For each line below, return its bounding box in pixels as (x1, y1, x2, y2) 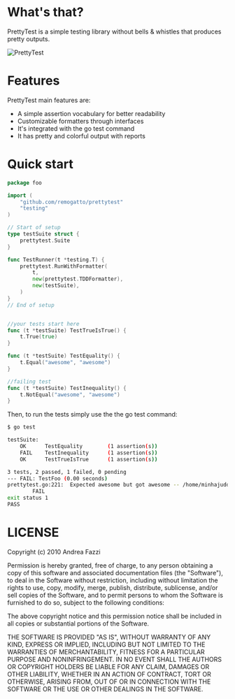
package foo (7, 179, 42, 186)
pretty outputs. (7, 34, 50, 43)
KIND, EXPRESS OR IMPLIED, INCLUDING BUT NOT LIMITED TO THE (7, 640, 206, 649)
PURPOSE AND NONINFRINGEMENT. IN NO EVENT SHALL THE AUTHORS (7, 655, 222, 663)
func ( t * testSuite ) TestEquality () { (7, 352, 120, 360)
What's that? (7, 4, 84, 20)
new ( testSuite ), (32, 282, 80, 289)
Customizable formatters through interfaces (17, 117, 144, 125)
